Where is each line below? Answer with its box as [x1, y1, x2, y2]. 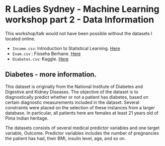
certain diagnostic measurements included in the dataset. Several [5, 99, 140, 105]
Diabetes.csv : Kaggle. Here [12, 56, 69, 62]
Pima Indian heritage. [5, 115, 49, 121]
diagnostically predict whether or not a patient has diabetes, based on [5, 94, 149, 100]
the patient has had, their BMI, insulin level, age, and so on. [5, 135, 126, 141]
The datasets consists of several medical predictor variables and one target [5, 125, 160, 131]
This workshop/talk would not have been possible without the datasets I [5, 30, 153, 36]
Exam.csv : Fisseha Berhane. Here [12, 51, 81, 57]
